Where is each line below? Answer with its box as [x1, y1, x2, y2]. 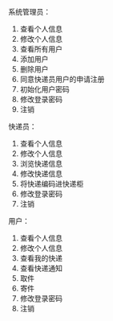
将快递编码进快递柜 [19, 179, 84, 188]
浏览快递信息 [19, 159, 63, 168]
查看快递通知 [19, 264, 63, 273]
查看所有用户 [19, 44, 63, 54]
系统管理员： [8, 7, 50, 16]
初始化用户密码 [19, 84, 70, 94]
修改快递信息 [19, 169, 63, 179]
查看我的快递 [19, 253, 63, 263]
